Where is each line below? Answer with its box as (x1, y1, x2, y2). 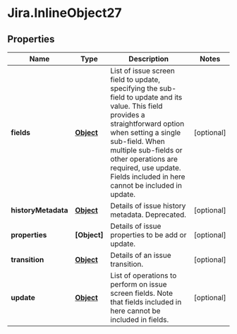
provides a (110, 110, 146, 119)
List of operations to (110, 270, 177, 280)
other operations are (110, 154, 178, 164)
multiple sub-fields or (110, 145, 183, 155)
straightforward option (110, 119, 185, 129)
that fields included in (110, 297, 182, 306)
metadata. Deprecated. (110, 210, 187, 220)
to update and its (126, 93, 183, 102)
